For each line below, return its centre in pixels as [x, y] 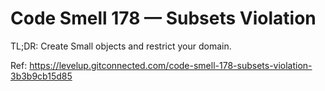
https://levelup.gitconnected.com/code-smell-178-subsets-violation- [171, 65]
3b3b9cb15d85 [41, 76]
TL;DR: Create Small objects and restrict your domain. [121, 46]
